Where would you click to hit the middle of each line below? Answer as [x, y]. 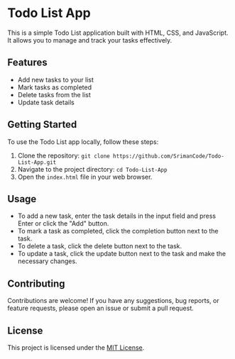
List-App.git [37, 162]
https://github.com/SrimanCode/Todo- [169, 156]
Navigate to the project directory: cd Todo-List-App [92, 169]
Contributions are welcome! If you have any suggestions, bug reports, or [113, 301]
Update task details [46, 102]
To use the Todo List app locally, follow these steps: [83, 142]
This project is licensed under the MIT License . [76, 348]
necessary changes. [47, 261]
